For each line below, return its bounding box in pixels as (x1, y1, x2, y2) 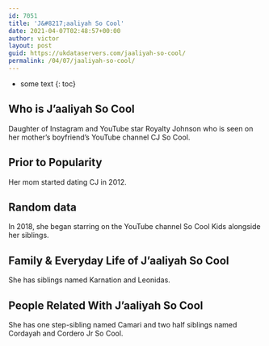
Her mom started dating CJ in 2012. (8, 177, 127, 186)
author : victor (8, 34, 60, 43)
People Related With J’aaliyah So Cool (8, 298, 204, 312)
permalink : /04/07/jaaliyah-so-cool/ (8, 57, 136, 65)
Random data (8, 200, 77, 214)
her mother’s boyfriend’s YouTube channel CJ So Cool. (8, 132, 191, 142)
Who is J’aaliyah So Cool (8, 102, 135, 116)
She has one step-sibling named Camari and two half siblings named (8, 319, 237, 329)
